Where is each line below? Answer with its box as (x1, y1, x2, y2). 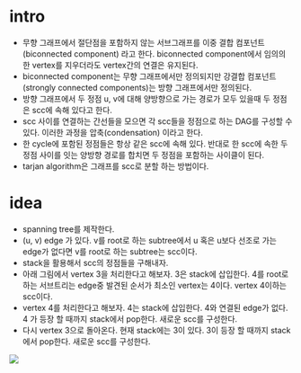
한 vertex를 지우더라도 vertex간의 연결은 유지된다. (22, 59, 199, 70)
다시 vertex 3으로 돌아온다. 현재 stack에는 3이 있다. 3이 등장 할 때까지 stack (22, 324, 291, 335)
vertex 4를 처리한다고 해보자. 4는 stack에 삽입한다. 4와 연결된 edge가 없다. (22, 302, 289, 313)
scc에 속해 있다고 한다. (31, 104, 112, 115)
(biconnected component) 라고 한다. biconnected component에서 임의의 (22, 48, 286, 59)
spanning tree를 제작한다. (22, 223, 115, 235)
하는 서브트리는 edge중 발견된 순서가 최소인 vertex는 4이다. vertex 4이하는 (22, 280, 288, 290)
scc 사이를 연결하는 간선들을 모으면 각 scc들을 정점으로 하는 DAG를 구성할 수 (22, 115, 293, 127)
